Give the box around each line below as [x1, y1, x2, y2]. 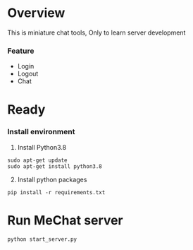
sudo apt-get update [7, 157, 68, 164]
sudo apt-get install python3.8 [7, 162, 102, 170]
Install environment [7, 127, 75, 137]
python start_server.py [7, 235, 77, 243]
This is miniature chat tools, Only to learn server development [7, 28, 186, 37]
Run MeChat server [7, 212, 123, 228]
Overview [7, 5, 66, 21]
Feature [7, 46, 35, 56]
